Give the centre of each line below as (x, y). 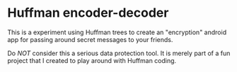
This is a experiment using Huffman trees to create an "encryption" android (117, 32)
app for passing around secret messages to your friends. (90, 39)
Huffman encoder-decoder (88, 13)
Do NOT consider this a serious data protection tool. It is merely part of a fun (119, 53)
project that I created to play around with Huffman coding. (92, 60)
